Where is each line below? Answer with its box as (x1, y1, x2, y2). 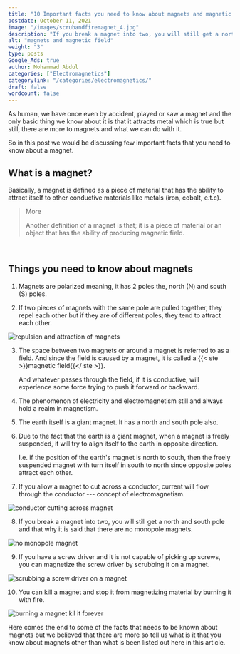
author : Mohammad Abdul (8, 63, 79, 71)
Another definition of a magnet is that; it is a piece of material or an (25, 220, 222, 229)
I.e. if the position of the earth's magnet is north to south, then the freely (18, 453, 231, 461)
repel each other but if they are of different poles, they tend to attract (18, 311, 221, 320)
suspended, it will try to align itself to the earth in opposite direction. (18, 439, 219, 448)
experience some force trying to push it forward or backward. (18, 382, 200, 391)
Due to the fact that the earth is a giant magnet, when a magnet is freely (18, 431, 230, 440)
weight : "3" (8, 44, 43, 51)
